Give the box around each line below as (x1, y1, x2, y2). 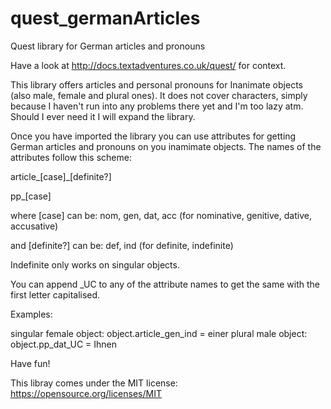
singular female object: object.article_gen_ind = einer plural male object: (10, 327, 308, 339)
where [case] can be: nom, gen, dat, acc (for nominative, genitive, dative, (10, 209, 312, 221)
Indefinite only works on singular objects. (10, 258, 180, 271)
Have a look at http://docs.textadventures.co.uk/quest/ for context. (10, 59, 287, 71)
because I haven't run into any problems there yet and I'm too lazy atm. (10, 100, 304, 112)
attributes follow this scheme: (10, 151, 132, 163)
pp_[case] (10, 190, 52, 202)
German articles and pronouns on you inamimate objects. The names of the (10, 140, 322, 152)
